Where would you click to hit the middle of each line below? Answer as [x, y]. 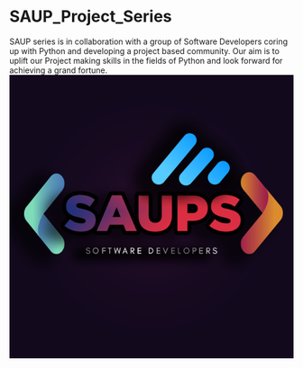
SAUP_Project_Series [91, 17]
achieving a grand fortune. [59, 70]
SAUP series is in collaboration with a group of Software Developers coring [149, 41]
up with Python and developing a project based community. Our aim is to [144, 50]
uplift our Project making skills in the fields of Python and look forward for [146, 60]
